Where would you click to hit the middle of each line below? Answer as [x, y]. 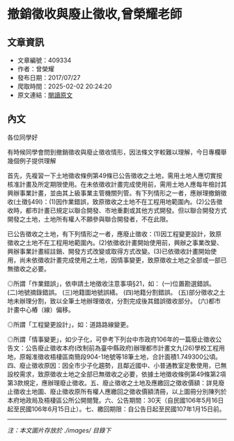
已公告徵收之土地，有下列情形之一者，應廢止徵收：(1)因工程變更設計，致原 [114, 233]
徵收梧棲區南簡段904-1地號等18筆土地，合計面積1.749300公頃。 [129, 357]
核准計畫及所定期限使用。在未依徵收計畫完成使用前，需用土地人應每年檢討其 [117, 184]
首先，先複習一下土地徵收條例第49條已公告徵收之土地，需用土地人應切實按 [115, 176]
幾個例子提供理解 [32, 160]
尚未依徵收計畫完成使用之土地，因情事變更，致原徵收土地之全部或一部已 [123, 260]
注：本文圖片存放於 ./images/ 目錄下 [59, 430]
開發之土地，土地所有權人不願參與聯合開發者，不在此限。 [89, 219]
